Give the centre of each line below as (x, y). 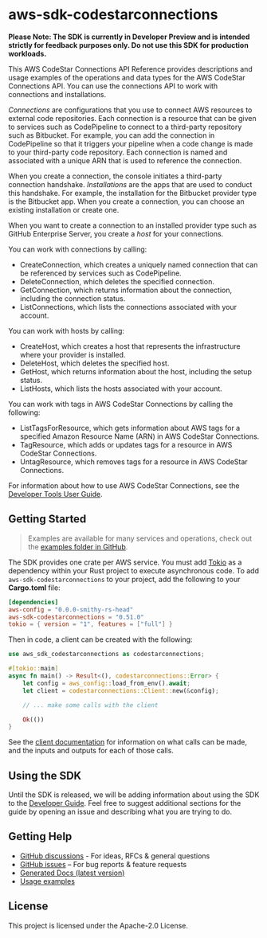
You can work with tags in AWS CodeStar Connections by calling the (121, 404)
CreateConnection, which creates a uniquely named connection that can (139, 264)
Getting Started (47, 519)
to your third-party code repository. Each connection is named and (118, 152)
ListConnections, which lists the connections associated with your (128, 307)
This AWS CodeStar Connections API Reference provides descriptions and (130, 68)
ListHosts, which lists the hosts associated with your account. (121, 389)
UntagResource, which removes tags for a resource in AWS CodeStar (134, 461)
